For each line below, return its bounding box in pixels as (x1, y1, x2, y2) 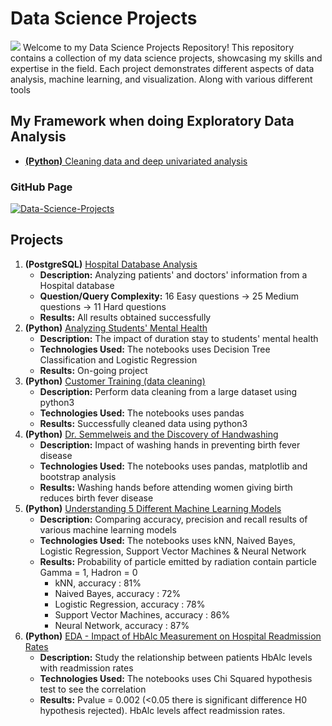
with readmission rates (39, 662, 134, 674)
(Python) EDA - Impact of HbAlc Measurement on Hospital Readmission (24, 630, 322, 642)
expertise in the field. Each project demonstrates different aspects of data (10, 62, 315, 74)
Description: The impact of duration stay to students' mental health (39, 332, 319, 344)
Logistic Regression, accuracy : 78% (54, 598, 206, 610)
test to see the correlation (39, 683, 147, 695)
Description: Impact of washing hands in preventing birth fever (39, 438, 301, 451)
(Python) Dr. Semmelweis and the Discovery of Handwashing (24, 428, 279, 440)
